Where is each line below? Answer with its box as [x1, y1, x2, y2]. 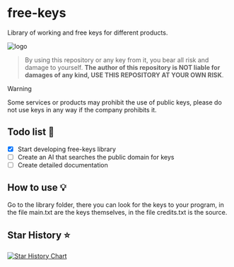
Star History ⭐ [7, 230, 71, 242]
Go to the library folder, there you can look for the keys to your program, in [7, 200, 224, 209]
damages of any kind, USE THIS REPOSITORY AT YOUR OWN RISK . [24, 71, 224, 79]
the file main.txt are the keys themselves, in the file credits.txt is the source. [7, 208, 228, 216]
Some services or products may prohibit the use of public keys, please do [7, 97, 223, 107]
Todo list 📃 [7, 126, 54, 138]
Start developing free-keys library [17, 145, 117, 153]
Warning [7, 84, 32, 93]
